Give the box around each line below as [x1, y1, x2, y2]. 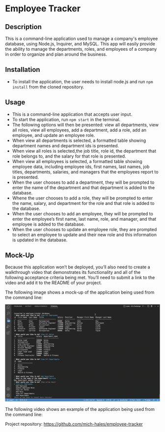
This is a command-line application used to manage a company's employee [5, 35, 158, 41]
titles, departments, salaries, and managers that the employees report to [12, 168, 159, 175]
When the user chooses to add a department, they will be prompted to [12, 179, 155, 185]
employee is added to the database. [12, 221, 85, 227]
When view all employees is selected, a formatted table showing [12, 158, 142, 164]
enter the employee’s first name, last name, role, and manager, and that [12, 216, 156, 222]
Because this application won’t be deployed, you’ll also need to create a [5, 264, 151, 270]
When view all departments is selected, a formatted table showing [12, 137, 146, 143]
